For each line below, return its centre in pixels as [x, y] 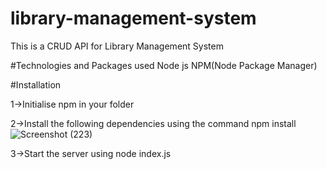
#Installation [36, 84]
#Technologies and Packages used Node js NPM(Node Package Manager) [164, 65]
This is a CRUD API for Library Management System [117, 46]
